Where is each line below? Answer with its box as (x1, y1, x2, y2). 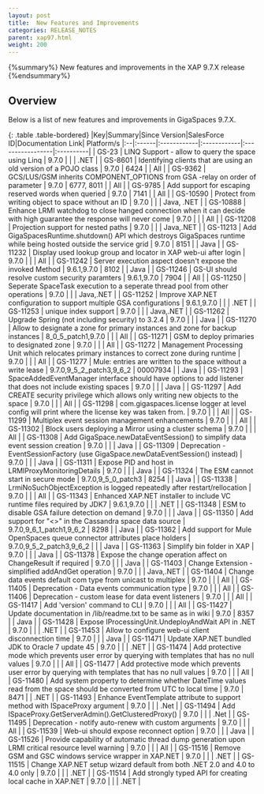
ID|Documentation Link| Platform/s (8, 138, 121, 148)
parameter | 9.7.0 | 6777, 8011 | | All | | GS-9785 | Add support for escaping (8, 180, 251, 190)
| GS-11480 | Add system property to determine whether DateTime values (8, 675, 247, 685)
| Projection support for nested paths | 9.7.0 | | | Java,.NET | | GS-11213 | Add (8, 222, 257, 231)
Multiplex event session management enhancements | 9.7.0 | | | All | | (32, 416, 256, 425)
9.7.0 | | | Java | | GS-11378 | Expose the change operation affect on (8, 550, 227, 559)
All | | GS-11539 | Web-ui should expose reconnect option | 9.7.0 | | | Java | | (8, 726, 255, 736)
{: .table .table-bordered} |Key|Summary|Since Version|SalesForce (8, 130, 225, 139)
